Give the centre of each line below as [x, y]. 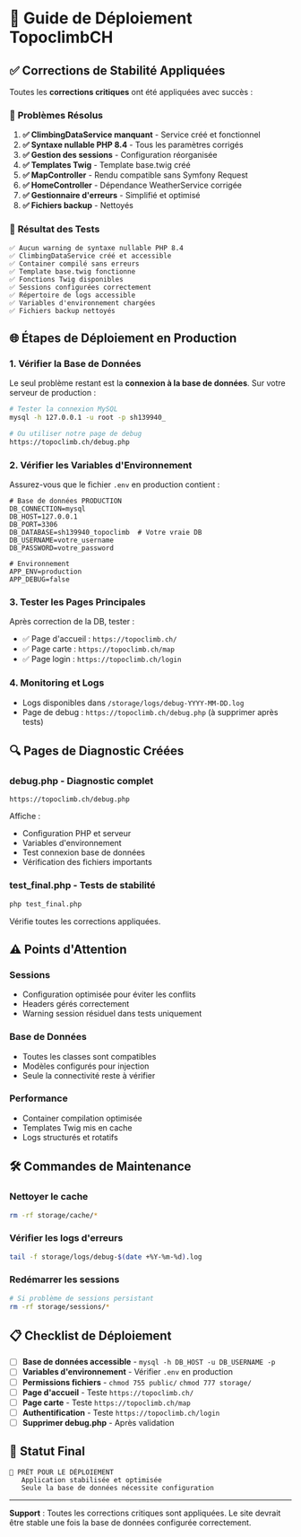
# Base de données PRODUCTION [66, 502]
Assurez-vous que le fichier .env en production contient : [115, 485]
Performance [39, 1098]
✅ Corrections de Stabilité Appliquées [117, 70]
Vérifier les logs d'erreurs [66, 1238]
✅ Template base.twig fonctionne [73, 271]
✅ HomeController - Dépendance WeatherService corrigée [132, 185]
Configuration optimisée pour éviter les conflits [109, 994]
